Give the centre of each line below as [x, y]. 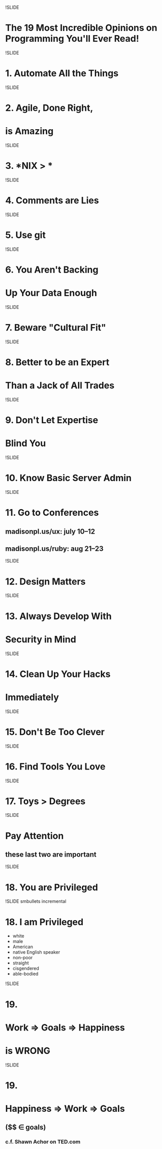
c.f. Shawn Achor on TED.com [43, 1142]
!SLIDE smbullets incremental [36, 901]
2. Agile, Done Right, [49, 108]
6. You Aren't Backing [52, 270]
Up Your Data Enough [51, 293]
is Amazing [29, 131]
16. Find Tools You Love [55, 766]
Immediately [32, 697]
